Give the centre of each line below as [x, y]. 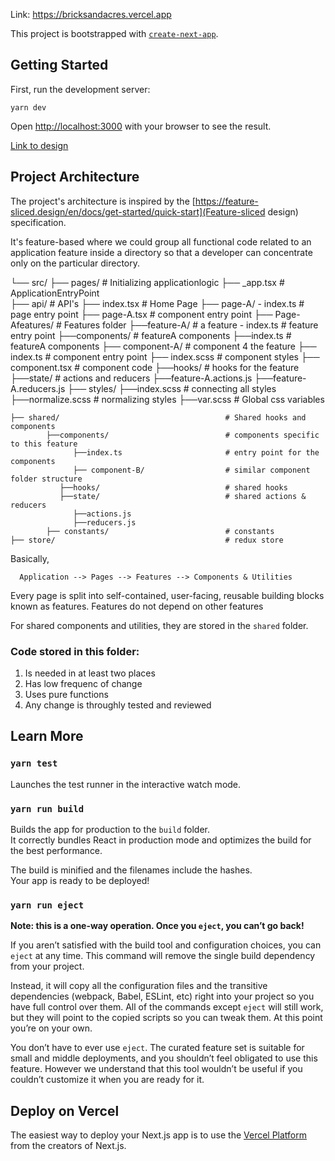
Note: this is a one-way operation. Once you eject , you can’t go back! [157, 926]
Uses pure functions [66, 694]
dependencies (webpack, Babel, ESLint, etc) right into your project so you [162, 996]
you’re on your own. [51, 1028]
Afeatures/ [32, 325]
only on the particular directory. [75, 263]
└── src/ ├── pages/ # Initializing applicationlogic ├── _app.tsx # [147, 282]
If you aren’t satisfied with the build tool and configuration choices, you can [166, 945]
